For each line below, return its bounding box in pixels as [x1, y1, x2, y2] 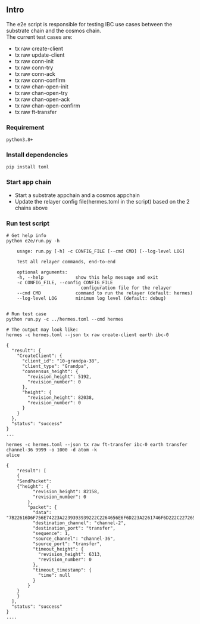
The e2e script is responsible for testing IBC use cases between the [6, 20, 173, 27]
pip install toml [6, 164, 49, 170]
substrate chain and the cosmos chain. [6, 27, 101, 34]
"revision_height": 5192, [27, 374, 92, 380]
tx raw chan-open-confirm [14, 102, 80, 109]
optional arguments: [17, 269, 68, 275]
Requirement [6, 123, 45, 131]
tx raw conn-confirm [14, 76, 65, 84]
